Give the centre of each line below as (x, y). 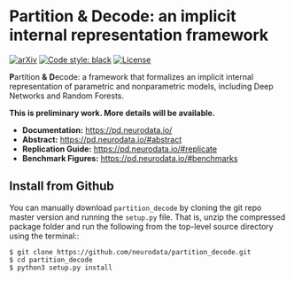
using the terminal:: (44, 236)
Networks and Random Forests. (67, 96)
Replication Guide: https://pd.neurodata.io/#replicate (120, 149)
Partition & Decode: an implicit (123, 16)
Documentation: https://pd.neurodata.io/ (97, 129)
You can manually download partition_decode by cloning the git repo (135, 207)
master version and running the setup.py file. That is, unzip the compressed (147, 217)
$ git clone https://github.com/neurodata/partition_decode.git (130, 252)
